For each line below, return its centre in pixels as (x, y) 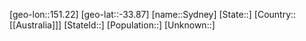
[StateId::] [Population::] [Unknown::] (139, 25)
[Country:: (275, 14)
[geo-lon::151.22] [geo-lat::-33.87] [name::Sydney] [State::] (130, 14)
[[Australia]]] (35, 25)
